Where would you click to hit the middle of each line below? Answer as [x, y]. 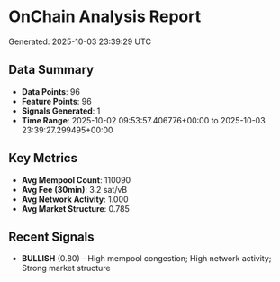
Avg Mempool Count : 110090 [76, 180]
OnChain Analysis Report [105, 17]
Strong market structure [66, 268]
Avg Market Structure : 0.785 [75, 208]
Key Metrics [43, 158]
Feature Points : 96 [56, 101]
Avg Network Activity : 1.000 [75, 199]
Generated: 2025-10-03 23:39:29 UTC [80, 41]
